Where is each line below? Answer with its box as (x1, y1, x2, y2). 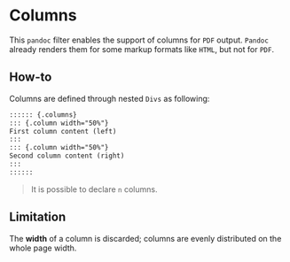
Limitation (9, 210, 67, 225)
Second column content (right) (9, 151, 125, 160)
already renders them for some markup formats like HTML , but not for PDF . (9, 43, 275, 54)
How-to (9, 70, 52, 85)
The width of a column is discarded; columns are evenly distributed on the (9, 233, 282, 243)
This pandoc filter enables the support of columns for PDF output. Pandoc (9, 35, 269, 45)
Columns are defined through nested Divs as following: (9, 93, 210, 104)
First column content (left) (9, 127, 117, 135)
